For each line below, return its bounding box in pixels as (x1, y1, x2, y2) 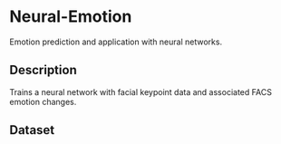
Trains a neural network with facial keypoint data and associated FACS (9, 86, 272, 97)
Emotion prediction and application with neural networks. (9, 36, 223, 47)
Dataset (9, 122, 55, 138)
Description (9, 62, 77, 78)
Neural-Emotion (9, 6, 132, 27)
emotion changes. (9, 96, 77, 107)
